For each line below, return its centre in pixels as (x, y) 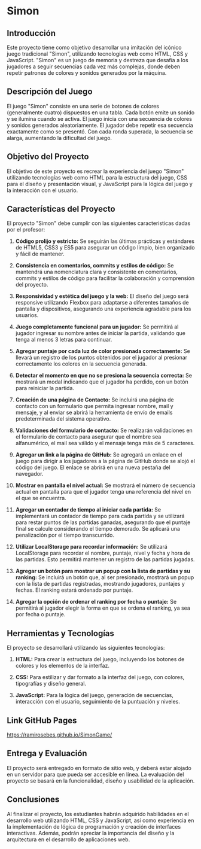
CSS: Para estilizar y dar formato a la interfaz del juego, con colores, (100, 677)
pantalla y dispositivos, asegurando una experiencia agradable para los (103, 309)
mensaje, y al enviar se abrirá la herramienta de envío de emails (94, 413)
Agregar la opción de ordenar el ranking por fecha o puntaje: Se (96, 602)
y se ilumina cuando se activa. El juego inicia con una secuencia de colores (99, 118)
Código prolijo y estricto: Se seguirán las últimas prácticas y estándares (105, 241)
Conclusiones (33, 800)
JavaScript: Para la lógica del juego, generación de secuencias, (95, 695)
